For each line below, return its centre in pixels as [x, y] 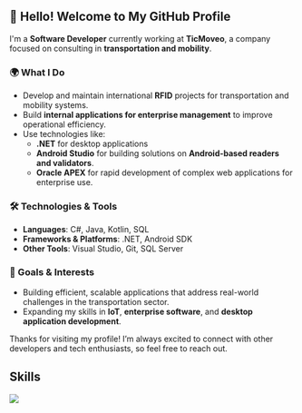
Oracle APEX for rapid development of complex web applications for [164, 172]
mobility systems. [55, 105]
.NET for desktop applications [92, 144]
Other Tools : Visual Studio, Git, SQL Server [103, 249]
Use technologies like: [64, 134]
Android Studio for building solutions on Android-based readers [157, 153]
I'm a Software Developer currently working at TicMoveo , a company [140, 38]
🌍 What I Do [37, 72]
